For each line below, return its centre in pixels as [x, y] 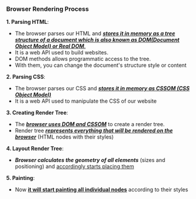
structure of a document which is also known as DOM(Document [97, 40]
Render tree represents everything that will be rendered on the [94, 131]
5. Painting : [21, 178]
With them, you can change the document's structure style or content [101, 65]
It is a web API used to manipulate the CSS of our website [86, 101]
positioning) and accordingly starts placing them [74, 167]
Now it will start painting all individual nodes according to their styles [101, 189]
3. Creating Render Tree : [37, 113]
